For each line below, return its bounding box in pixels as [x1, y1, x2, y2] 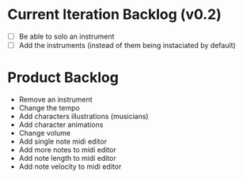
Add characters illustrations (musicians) [18, 112, 149, 121]
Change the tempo [18, 103, 80, 112]
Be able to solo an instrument [18, 32, 115, 41]
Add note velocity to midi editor [18, 162, 122, 171]
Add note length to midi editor [18, 154, 116, 162]
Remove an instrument [18, 95, 93, 104]
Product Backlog [7, 69, 120, 87]
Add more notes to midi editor [18, 145, 116, 155]
